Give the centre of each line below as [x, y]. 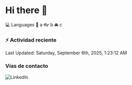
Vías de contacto [27, 66]
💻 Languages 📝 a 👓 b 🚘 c [34, 24]
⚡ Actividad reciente [31, 40]
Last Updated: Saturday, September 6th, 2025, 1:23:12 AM [66, 53]
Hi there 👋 [26, 10]
